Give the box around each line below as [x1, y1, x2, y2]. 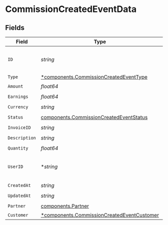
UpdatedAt [7, 192, 31, 198]
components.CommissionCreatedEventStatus [40, 113, 148, 120]
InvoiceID [7, 124, 31, 130]
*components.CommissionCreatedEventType [40, 73, 147, 80]
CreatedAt [7, 182, 31, 188]
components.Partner [40, 202, 89, 209]
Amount [7, 83, 23, 89]
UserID [7, 164, 23, 169]
